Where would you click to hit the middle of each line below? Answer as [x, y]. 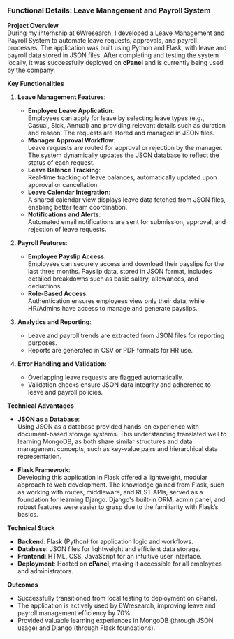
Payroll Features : [42, 243]
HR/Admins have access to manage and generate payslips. [112, 309]
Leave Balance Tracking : [64, 170]
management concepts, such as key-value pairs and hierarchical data [117, 449]
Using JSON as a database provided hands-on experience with [108, 427]
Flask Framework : [44, 470]
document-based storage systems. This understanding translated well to [122, 434]
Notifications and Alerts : [64, 214]
